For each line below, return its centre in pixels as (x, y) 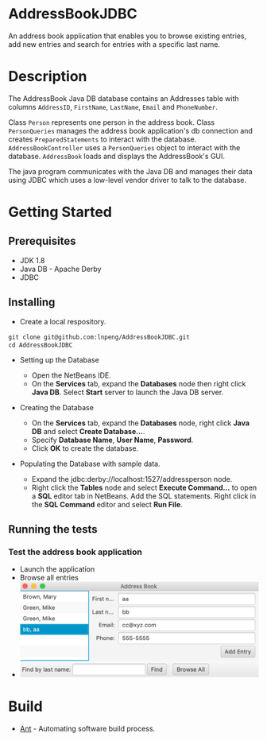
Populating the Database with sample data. (90, 464)
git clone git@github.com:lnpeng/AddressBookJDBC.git (99, 337)
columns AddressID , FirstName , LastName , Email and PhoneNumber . (113, 107)
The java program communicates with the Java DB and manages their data (130, 171)
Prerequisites (42, 241)
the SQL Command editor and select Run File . (107, 504)
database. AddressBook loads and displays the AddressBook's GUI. (116, 156)
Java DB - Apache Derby (60, 269)
